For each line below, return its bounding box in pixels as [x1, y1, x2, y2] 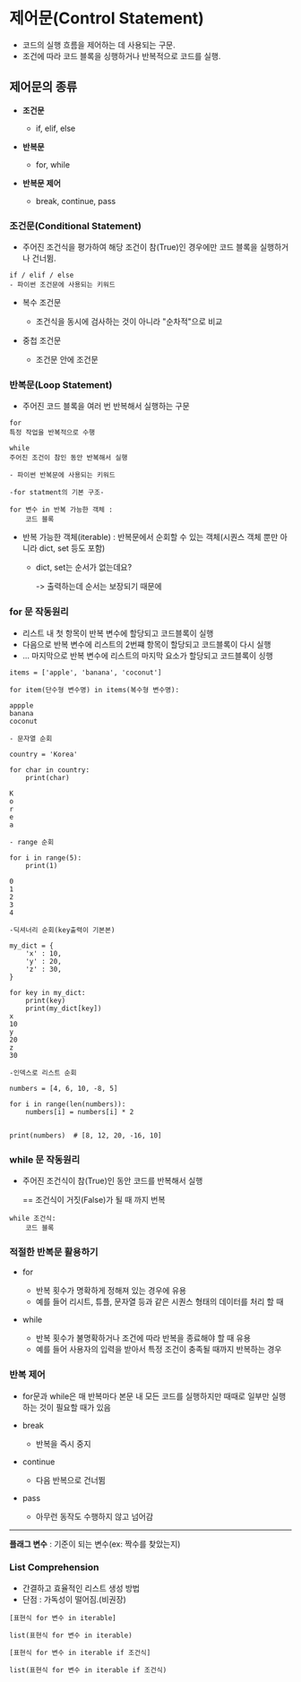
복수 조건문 [21, 297, 62, 308]
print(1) [25, 861, 58, 870]
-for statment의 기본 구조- [9, 488, 105, 497]
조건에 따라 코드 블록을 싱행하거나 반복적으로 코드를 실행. [21, 50, 221, 61]
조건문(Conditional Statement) [9, 219, 142, 232]
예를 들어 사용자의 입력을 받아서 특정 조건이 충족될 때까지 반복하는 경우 [35, 1344, 282, 1355]
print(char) [25, 773, 70, 782]
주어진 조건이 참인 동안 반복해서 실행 [9, 453, 128, 462]
